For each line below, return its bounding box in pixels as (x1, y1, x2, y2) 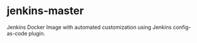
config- (173, 24, 192, 31)
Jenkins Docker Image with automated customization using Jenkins (7, 24, 172, 31)
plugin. (28, 29, 46, 37)
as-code (7, 29, 27, 37)
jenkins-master (7, 4, 84, 18)
